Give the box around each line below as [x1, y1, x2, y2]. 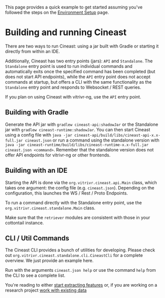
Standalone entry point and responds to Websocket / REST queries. [5, 84, 141, 90]
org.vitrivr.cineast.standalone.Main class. [5, 205, 96, 211]
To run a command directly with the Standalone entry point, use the [5, 199, 142, 205]
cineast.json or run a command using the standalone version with [25, 137, 160, 143]
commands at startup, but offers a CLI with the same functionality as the [5, 79, 152, 85]
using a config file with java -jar [5, 132, 72, 138]
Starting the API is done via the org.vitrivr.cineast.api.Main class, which [5, 179, 157, 185]
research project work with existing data [5, 287, 87, 294]
